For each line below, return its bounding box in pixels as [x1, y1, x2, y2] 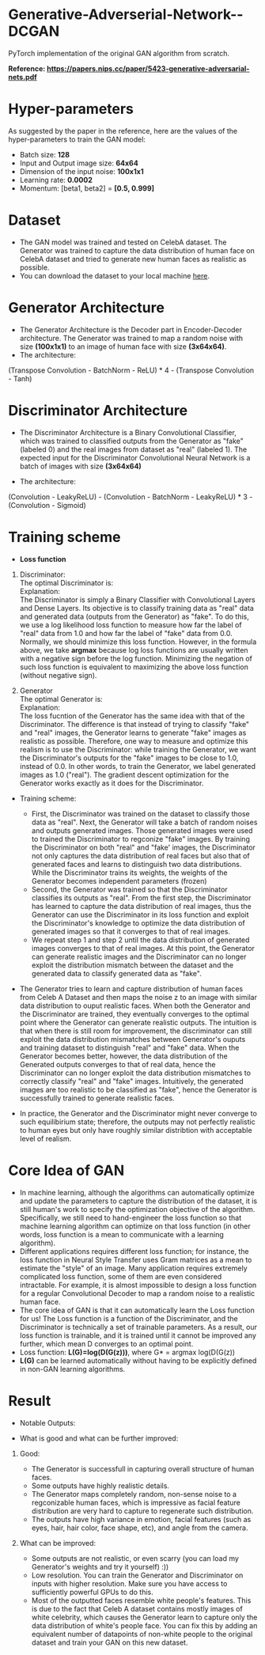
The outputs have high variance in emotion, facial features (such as [31, 1514, 252, 1524]
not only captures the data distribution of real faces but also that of [31, 850, 251, 860]
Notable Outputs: [19, 1418, 76, 1427]
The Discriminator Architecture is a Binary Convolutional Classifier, [19, 427, 237, 437]
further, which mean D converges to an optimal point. [19, 1339, 194, 1348]
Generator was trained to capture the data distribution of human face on [19, 245, 256, 255]
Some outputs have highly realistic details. [31, 1481, 170, 1490]
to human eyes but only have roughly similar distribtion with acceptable [19, 1125, 252, 1134]
